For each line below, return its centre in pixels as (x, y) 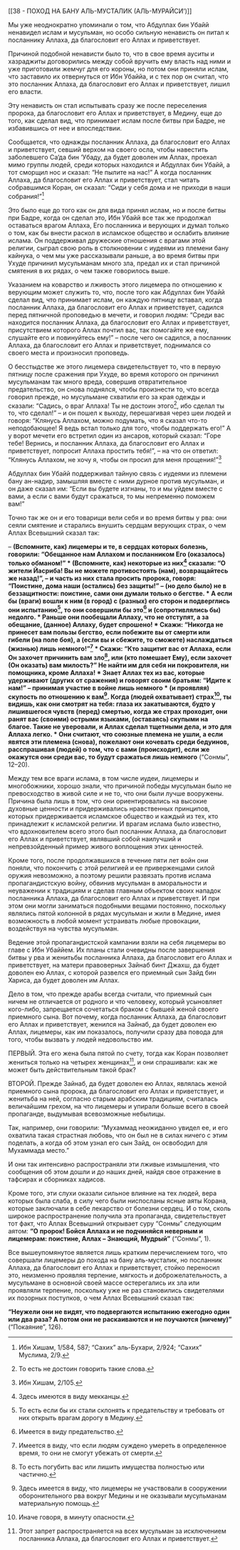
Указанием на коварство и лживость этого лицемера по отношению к (115, 284)
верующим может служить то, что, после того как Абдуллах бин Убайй (116, 292)
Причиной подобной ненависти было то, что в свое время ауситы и (111, 54)
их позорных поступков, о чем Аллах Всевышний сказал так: (101, 1298)
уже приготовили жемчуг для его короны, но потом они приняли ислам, (118, 69)
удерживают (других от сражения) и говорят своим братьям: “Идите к (120, 680)
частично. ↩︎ (37, 1474)
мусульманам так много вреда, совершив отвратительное (98, 381)
